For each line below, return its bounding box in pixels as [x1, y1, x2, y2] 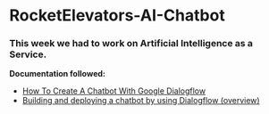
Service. [9, 48, 47, 61]
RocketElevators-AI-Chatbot [9, 5, 225, 26]
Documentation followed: [9, 69, 105, 79]
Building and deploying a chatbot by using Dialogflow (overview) [21, 95, 261, 106]
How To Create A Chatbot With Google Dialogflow [21, 85, 206, 96]
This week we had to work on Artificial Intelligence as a [9, 37, 253, 50]
